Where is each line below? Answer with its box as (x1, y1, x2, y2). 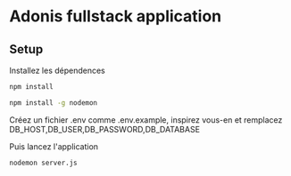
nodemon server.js (9, 158, 78, 167)
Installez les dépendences (9, 65, 105, 76)
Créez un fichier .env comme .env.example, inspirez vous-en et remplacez (9, 114, 283, 125)
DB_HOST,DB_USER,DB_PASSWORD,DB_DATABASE (9, 124, 201, 134)
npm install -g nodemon (9, 98, 98, 108)
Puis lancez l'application (9, 140, 99, 152)
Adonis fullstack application (9, 6, 222, 27)
